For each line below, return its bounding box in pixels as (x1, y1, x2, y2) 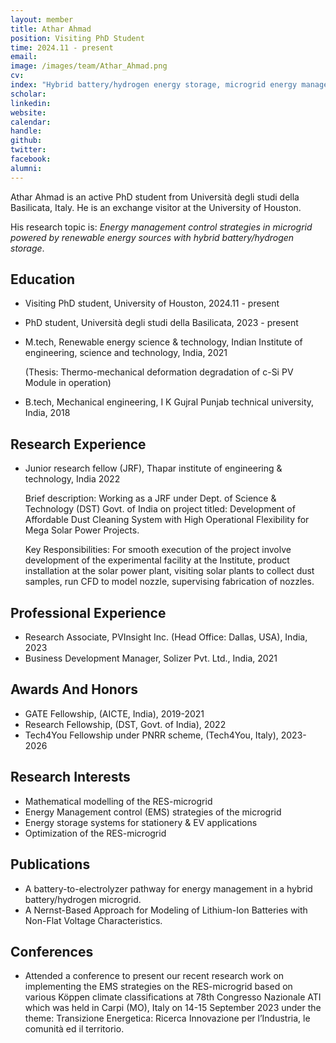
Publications (10, 856, 91, 873)
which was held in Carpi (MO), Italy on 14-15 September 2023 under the (24, 1002, 322, 1014)
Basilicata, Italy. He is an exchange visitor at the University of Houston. (10, 201, 302, 213)
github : (10, 136, 43, 146)
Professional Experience (10, 604, 167, 621)
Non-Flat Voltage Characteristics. (24, 914, 163, 926)
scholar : (10, 89, 47, 99)
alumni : (10, 163, 43, 173)
